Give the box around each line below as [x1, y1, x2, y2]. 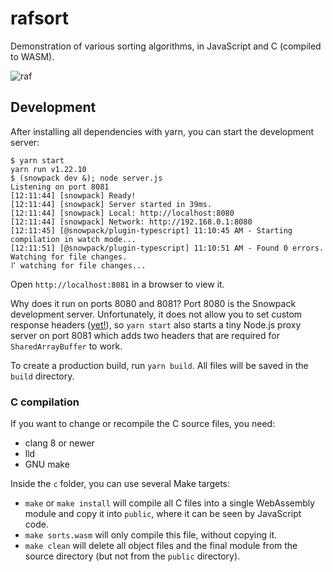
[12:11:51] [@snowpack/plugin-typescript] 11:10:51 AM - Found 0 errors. [10, 243, 325, 253]
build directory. [10, 370, 75, 382]
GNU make [24, 458, 70, 471]
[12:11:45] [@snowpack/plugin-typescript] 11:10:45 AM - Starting [10, 225, 293, 236]
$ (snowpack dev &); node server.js [10, 173, 163, 183]
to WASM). [10, 50, 55, 62]
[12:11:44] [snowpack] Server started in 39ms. [10, 199, 213, 209]
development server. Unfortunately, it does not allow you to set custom [10, 308, 303, 320]
